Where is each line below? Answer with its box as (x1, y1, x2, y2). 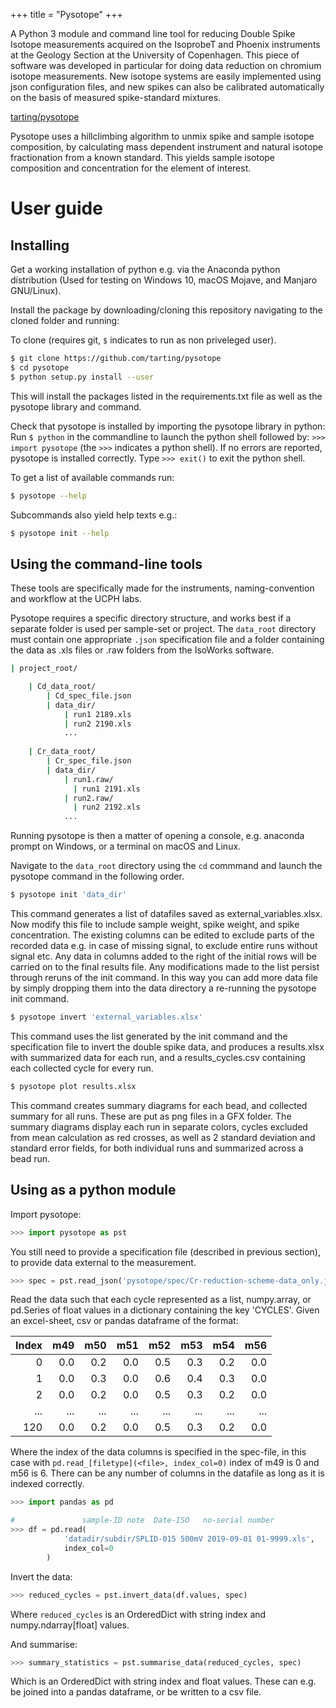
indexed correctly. (10, 1478, 85, 1490)
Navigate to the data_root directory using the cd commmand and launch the (10, 860, 323, 872)
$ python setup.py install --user (10, 372, 155, 382)
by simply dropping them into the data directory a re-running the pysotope (10, 982, 317, 994)
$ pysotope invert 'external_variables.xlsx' (10, 1012, 203, 1023)
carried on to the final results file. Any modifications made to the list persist (10, 961, 320, 973)
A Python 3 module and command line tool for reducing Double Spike (10, 28, 296, 39)
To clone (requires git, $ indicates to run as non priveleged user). (10, 334, 277, 346)
